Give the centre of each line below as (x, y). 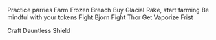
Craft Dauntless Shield (39, 31)
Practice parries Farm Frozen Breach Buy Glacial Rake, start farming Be (108, 10)
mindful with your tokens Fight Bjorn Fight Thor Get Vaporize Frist (100, 17)
